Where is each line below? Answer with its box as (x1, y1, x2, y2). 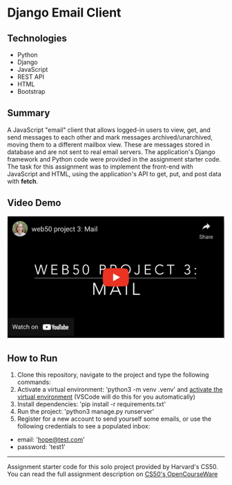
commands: (17, 378, 51, 386)
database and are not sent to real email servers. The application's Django (7, 147, 215, 156)
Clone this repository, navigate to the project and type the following (17, 370, 209, 379)
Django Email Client (7, 5, 122, 21)
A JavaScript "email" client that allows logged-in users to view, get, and (7, 126, 211, 134)
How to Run (7, 352, 58, 364)
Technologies (7, 32, 68, 44)
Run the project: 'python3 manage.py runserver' (17, 407, 155, 415)
